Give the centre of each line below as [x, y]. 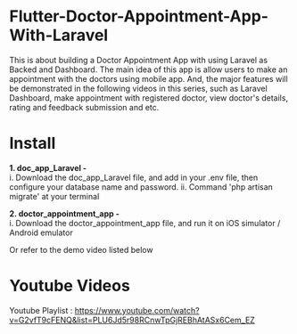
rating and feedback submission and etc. [84, 107]
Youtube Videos [70, 286]
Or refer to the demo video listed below [81, 249]
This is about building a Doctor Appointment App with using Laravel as [139, 60]
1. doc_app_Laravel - [48, 167]
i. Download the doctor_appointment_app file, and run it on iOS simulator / [145, 223]
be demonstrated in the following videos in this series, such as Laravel [138, 88]
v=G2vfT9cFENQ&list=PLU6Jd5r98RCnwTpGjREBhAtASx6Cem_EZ [132, 320]
